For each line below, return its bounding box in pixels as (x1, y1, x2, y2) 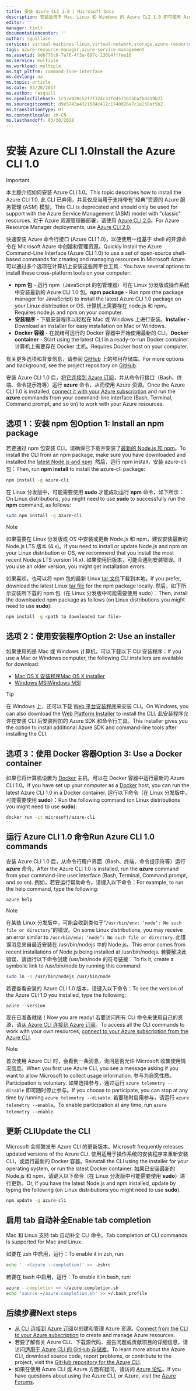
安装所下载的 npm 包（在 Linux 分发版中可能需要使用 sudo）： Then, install (10, 589, 188, 596)
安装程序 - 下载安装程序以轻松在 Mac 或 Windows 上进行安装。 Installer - (14, 316, 190, 323)
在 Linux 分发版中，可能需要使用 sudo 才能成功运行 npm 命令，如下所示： (6, 488, 184, 495)
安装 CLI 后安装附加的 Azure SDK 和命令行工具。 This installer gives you (16, 717, 188, 724)
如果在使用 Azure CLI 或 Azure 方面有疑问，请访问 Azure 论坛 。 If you (14, 1365, 181, 1372)
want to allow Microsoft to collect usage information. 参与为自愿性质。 (6, 1072, 175, 1079)
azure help (6, 897, 33, 903)
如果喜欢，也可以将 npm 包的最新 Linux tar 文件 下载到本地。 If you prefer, (6, 575, 182, 582)
